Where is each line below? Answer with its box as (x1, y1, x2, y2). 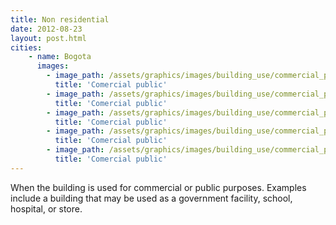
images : (36, 61, 70, 71)
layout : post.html (10, 33, 87, 43)
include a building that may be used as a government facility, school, (10, 192, 293, 204)
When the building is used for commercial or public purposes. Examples (10, 181, 307, 193)
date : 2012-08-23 (10, 24, 83, 34)
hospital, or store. (10, 202, 83, 215)
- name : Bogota (28, 52, 92, 62)
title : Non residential (10, 14, 110, 25)
